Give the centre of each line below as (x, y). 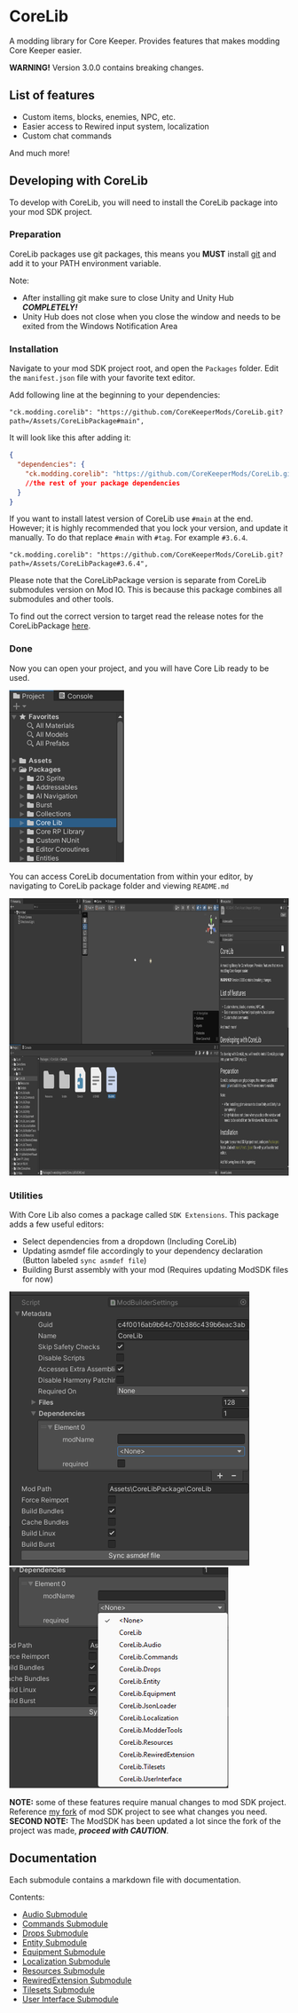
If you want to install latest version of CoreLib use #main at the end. (131, 519)
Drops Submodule (55, 1933)
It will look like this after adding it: (70, 438)
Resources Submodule (63, 1970)
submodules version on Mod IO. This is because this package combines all (145, 590)
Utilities (26, 1196)
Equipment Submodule (64, 1952)
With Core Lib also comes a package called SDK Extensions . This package (144, 1215)
